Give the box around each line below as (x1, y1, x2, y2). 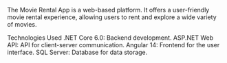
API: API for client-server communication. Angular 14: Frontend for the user (7, 41, 220, 49)
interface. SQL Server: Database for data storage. (7, 48, 148, 56)
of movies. (7, 21, 37, 28)
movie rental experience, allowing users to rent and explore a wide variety (7, 13, 217, 21)
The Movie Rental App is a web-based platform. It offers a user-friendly (7, 6, 210, 14)
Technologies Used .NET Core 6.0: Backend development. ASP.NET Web (7, 34, 214, 42)
